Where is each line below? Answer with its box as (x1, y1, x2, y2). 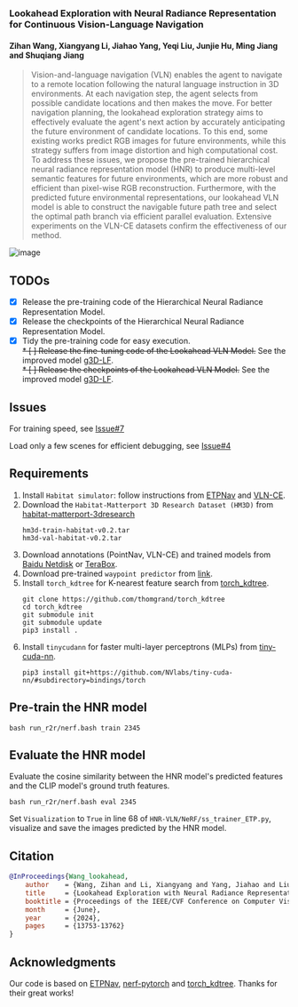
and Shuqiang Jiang (9, 50, 84, 60)
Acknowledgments (9, 955, 117, 970)
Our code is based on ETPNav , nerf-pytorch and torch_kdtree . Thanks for (9, 979, 278, 988)
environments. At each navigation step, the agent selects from (30, 88, 259, 100)
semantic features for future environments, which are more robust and (30, 173, 288, 184)
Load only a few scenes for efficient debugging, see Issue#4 (9, 440, 231, 451)
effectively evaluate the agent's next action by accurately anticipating (30, 116, 286, 127)
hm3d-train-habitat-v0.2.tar (21, 525, 130, 535)
